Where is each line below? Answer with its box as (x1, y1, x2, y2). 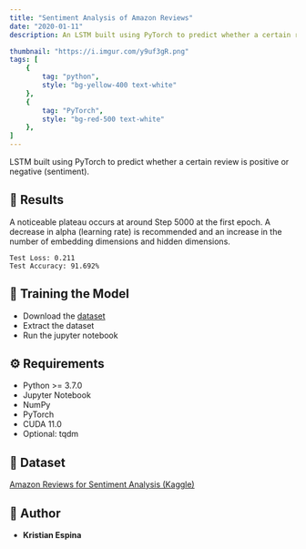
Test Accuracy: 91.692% (9, 261, 100, 270)
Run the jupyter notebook (22, 330, 118, 341)
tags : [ (9, 56, 39, 65)
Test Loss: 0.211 (9, 253, 76, 262)
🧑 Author (9, 505, 61, 521)
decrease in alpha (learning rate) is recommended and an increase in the (9, 226, 282, 237)
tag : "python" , (42, 72, 100, 82)
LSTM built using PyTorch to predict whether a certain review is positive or (9, 157, 290, 167)
